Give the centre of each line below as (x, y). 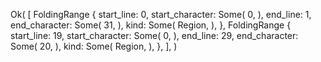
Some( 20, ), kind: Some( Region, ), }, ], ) (94, 46)
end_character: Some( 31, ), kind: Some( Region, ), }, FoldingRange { (151, 25)
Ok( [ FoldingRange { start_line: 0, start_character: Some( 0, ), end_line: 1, (161, 14)
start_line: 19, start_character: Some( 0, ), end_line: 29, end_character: (154, 35)
